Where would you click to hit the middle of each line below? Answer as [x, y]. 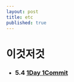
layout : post [22, 12]
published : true [26, 23]
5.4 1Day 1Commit [41, 73]
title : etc [20, 17]
